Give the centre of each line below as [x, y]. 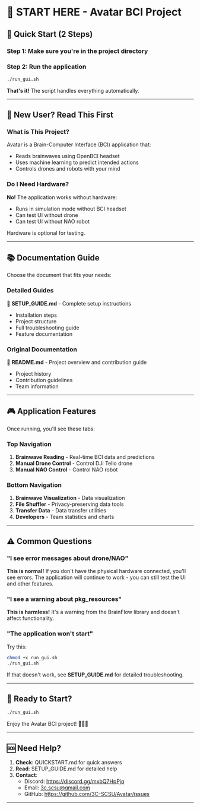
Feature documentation [44, 334]
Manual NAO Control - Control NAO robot [66, 470]
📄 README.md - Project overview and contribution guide [77, 363]
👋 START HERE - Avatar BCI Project [94, 12]
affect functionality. [31, 618]
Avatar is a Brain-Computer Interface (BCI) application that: [79, 144]
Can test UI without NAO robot [52, 221]
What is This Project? [38, 131]
